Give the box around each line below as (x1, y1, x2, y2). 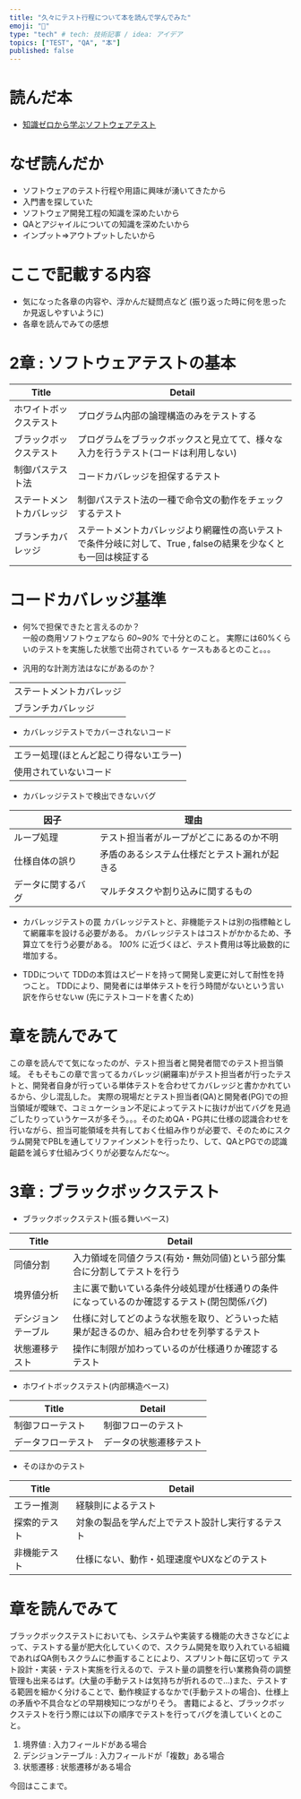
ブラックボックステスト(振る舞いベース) (21, 1213, 169, 1224)
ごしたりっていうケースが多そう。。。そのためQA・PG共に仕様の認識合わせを (9, 1113, 289, 1124)
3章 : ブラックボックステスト (9, 1182, 220, 1201)
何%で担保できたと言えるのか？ (21, 621, 141, 632)
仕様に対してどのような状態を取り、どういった (73, 1312, 271, 1324)
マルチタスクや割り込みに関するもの (99, 884, 253, 897)
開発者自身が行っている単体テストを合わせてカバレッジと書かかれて (32, 1080, 284, 1090)
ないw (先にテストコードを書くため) (61, 991, 194, 1002)
